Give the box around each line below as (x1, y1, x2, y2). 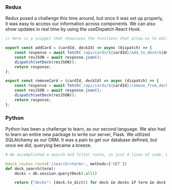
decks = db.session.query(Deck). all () (14, 171, 97, 176)
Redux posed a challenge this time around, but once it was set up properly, (5, 15, 164, 22)
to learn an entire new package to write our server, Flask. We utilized (5, 131, 150, 137)
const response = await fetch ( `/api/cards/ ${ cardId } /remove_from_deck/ (14, 83, 170, 88)
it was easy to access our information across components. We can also (5, 20, 156, 27)
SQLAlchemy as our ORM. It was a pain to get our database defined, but (5, 137, 158, 143)
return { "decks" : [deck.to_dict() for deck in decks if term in (14, 180, 155, 185)
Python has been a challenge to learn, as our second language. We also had (5, 125, 166, 132)
